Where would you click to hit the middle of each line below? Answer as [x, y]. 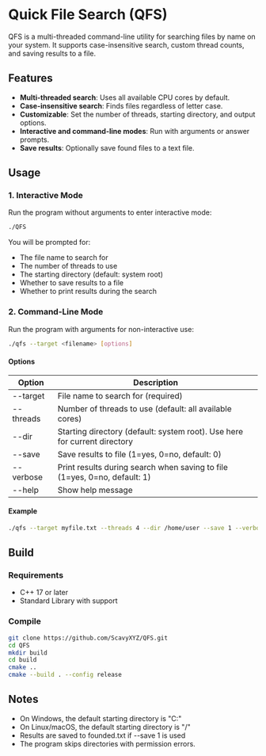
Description [156, 382]
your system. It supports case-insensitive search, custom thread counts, [126, 44]
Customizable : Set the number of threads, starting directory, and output [137, 114]
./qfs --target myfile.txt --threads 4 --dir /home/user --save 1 [120, 528]
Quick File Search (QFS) [88, 15]
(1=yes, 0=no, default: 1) [104, 477]
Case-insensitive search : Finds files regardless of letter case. [121, 105]
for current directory [95, 441]
